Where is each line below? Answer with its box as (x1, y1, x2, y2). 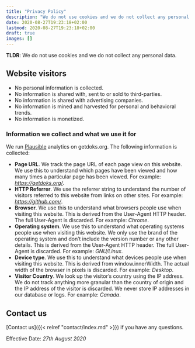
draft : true (6, 30, 35, 36)
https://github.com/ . (14, 198, 63, 205)
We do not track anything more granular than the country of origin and (14, 279, 184, 286)
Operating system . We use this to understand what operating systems (14, 223, 184, 230)
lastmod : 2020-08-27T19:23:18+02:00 (6, 25, 95, 31)
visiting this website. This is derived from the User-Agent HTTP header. (14, 211, 186, 218)
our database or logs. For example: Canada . (14, 291, 121, 298)
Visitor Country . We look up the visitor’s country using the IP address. (14, 273, 184, 280)
